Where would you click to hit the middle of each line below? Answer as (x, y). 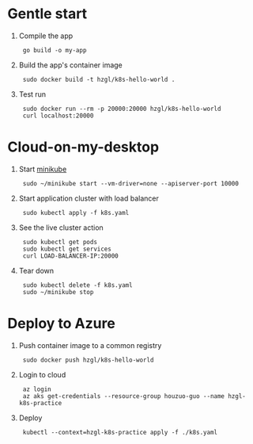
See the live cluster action (61, 228)
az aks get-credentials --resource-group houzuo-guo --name (124, 396)
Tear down (36, 270)
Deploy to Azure (61, 324)
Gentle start (47, 14)
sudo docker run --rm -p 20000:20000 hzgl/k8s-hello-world (122, 109)
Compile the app (46, 36)
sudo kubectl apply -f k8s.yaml (76, 212)
